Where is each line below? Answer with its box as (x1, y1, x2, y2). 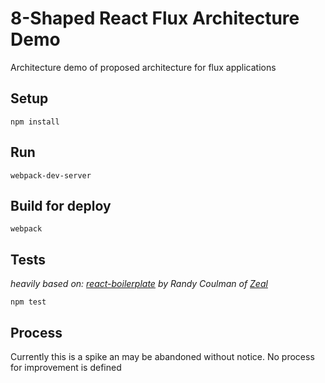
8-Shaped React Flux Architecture (10, 7, 300, 30)
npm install (10, 117, 60, 127)
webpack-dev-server (10, 170, 92, 181)
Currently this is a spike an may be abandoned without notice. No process (10, 351, 315, 362)
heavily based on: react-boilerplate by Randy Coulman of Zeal (10, 278, 268, 290)
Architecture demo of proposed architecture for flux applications (10, 61, 277, 73)
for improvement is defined (10, 362, 122, 373)
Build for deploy (10, 197, 112, 214)
